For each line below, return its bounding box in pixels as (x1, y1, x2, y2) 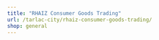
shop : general (7, 22, 48, 29)
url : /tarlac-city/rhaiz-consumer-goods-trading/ (7, 16, 153, 23)
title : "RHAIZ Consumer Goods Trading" (7, 9, 122, 17)
